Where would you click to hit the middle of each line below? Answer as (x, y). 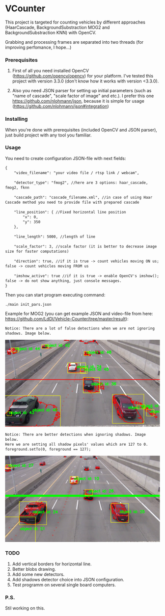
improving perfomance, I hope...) (38, 47)
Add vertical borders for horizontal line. (52, 564)
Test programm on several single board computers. (64, 585)
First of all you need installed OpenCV (51, 71)
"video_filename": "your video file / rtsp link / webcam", (77, 173)
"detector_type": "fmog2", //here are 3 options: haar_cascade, (81, 183)
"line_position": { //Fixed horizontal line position (70, 212)
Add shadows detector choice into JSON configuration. (68, 579)
